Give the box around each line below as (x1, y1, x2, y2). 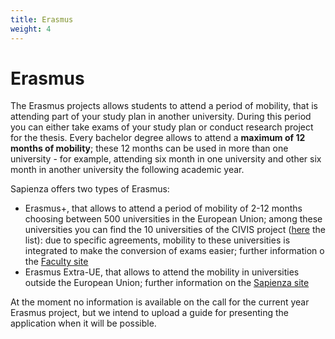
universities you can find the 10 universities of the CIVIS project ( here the (24, 224, 326, 236)
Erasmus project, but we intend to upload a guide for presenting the (10, 307, 290, 319)
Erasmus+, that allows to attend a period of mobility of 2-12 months (24, 202, 303, 215)
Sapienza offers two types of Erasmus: (10, 183, 170, 195)
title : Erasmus (10, 14, 74, 25)
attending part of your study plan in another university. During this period (10, 111, 312, 123)
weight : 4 (10, 24, 52, 34)
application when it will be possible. (10, 317, 157, 330)
